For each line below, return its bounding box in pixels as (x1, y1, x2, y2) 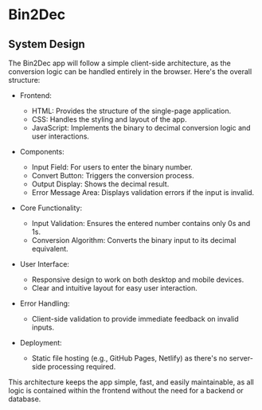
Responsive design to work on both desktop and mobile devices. (31, 275, 244, 284)
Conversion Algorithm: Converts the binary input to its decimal (31, 236, 237, 244)
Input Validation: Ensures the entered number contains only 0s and (31, 219, 251, 228)
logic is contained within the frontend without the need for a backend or (8, 386, 244, 395)
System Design (8, 37, 85, 51)
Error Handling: (19, 299, 70, 308)
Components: (19, 147, 65, 156)
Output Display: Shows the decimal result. (31, 179, 170, 189)
